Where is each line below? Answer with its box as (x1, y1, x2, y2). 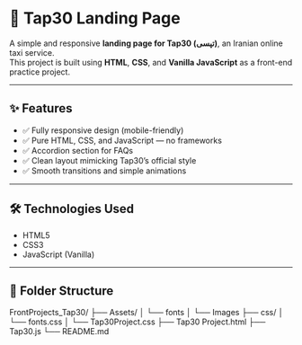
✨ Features (9, 101, 73, 116)
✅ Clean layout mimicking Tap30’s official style (22, 155, 197, 165)
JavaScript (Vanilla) (22, 249, 95, 260)
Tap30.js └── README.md (9, 326, 110, 337)
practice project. (9, 66, 70, 77)
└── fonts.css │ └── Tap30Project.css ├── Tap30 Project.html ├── (9, 316, 266, 327)
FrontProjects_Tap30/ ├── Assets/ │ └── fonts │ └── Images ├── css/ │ (9, 307, 284, 318)
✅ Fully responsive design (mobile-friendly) (22, 125, 184, 136)
